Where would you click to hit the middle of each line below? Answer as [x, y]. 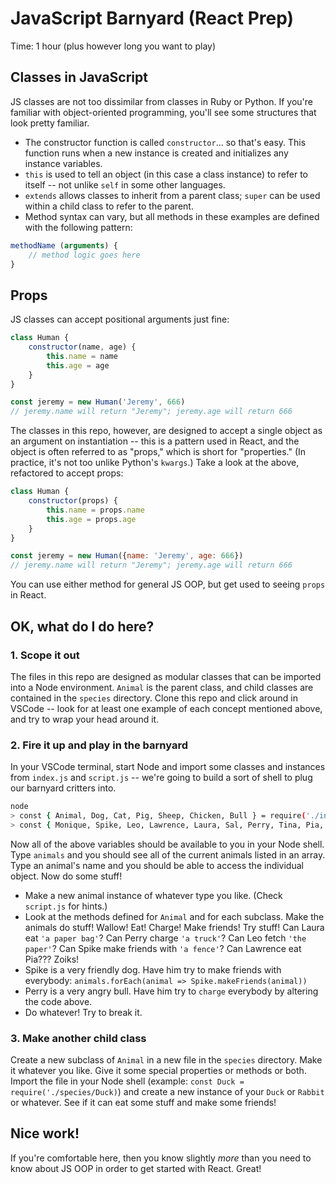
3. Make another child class [78, 1038]
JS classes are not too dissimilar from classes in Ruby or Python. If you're [162, 101]
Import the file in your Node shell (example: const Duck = [127, 1081]
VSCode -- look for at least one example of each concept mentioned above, [166, 708]
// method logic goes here [84, 255]
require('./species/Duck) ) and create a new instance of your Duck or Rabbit [167, 1092]
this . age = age [78, 365]
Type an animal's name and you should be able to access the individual [157, 865]
